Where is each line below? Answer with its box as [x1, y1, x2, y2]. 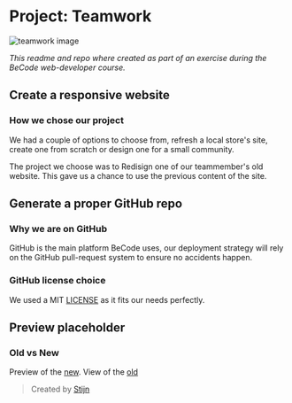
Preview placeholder [9, 321, 126, 335]
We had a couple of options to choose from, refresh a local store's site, [9, 135, 268, 145]
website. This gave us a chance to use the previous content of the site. [9, 170, 267, 181]
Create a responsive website [9, 88, 171, 103]
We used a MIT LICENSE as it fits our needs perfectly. [9, 294, 205, 305]
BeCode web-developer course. [9, 62, 126, 73]
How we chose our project [9, 114, 124, 127]
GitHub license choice [9, 275, 106, 287]
